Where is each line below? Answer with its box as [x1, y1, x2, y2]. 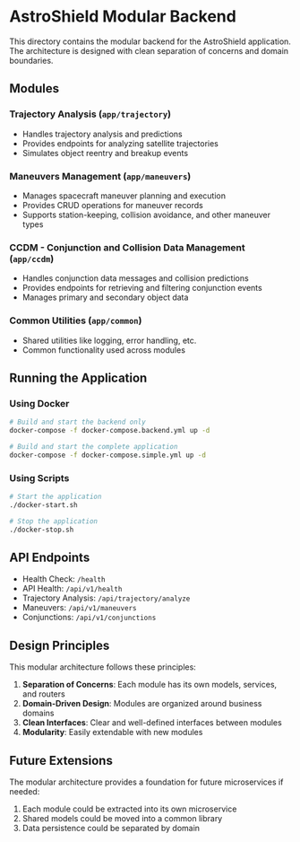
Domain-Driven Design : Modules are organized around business [21, 698, 262, 709]
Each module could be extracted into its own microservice [21, 803, 237, 814]
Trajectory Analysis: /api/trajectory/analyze [21, 592, 191, 603]
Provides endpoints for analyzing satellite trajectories [21, 137, 219, 149]
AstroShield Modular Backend [9, 6, 237, 27]
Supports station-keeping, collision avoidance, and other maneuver [21, 209, 271, 220]
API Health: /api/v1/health [21, 583, 123, 594]
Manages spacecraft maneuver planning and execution [21, 190, 227, 201]
